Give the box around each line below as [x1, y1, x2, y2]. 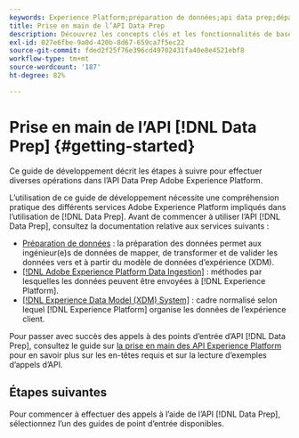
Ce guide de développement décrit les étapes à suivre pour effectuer [9, 166, 263, 176]
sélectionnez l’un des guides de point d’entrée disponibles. [9, 418, 224, 428]
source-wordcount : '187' [9, 63, 101, 72]
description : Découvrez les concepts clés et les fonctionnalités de [9, 29, 273, 38]
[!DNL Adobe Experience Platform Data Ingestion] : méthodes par [21, 266, 263, 277]
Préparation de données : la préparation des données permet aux [21, 238, 263, 248]
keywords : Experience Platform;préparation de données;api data [9, 12, 253, 22]
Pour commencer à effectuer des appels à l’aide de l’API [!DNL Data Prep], [9, 409, 280, 419]
